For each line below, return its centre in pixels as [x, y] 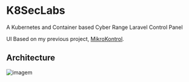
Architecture [31, 58]
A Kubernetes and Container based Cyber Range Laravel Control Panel [94, 27]
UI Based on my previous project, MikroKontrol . [65, 39]
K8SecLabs [36, 11]
